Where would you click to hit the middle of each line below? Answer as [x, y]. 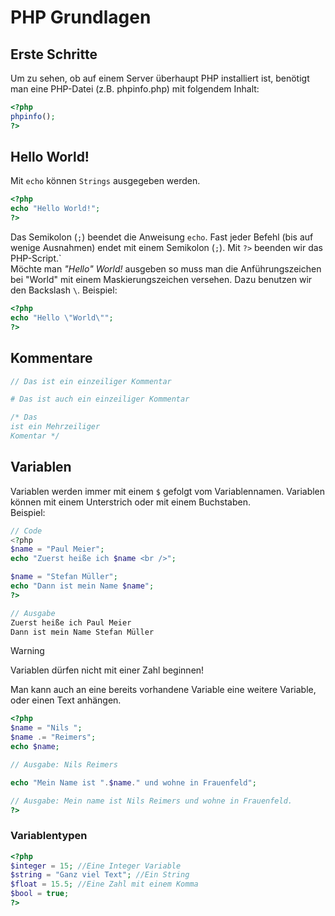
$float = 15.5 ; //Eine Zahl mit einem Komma [104, 884]
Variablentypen [49, 836]
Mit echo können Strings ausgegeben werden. [105, 181]
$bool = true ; [40, 894]
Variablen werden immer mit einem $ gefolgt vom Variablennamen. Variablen [168, 491]
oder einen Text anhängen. [66, 700]
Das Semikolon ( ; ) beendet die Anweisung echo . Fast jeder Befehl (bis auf [162, 237]
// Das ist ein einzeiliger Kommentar [91, 381]
